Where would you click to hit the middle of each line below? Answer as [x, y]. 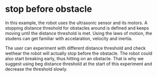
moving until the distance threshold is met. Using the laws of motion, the [78, 33]
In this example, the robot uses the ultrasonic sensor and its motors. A [76, 23]
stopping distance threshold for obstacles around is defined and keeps [77, 28]
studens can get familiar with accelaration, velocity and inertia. [69, 38]
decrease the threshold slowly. [36, 69]
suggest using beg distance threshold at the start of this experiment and [78, 64]
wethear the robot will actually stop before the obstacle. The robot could [79, 53]
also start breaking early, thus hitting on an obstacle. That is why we [75, 58]
